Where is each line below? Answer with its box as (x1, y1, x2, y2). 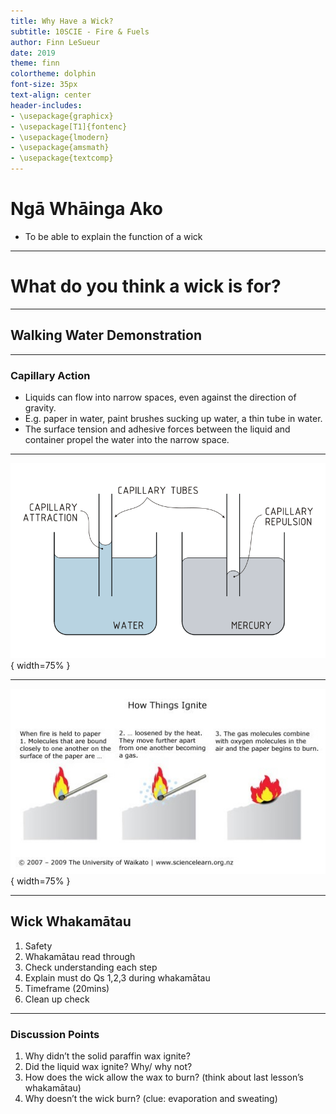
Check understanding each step (24, 961, 158, 973)
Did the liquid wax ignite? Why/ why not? (24, 1061, 193, 1072)
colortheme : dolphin (10, 69, 97, 79)
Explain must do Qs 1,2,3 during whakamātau (24, 971, 211, 984)
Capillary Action (10, 368, 91, 382)
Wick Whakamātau (10, 913, 132, 930)
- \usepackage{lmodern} (10, 132, 110, 142)
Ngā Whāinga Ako (10, 198, 163, 220)
